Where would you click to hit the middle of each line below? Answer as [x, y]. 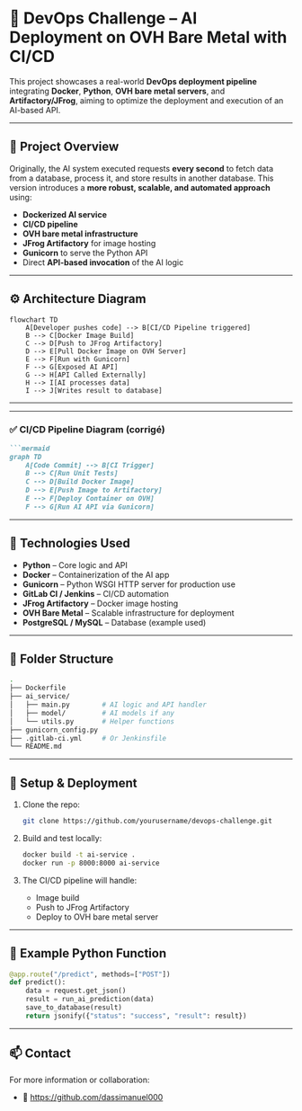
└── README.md [36, 747]
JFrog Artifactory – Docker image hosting [100, 603]
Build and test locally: [62, 839]
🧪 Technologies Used [70, 543]
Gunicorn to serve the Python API [85, 253]
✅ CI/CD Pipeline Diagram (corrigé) [87, 430]
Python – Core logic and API [75, 564]
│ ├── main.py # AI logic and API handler [108, 705]
